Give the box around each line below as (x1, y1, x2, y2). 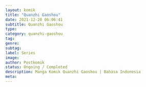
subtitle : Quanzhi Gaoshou (5, 21, 63, 27)
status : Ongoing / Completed (5, 64, 68, 70)
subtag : (5, 46, 22, 51)
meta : (5, 74, 17, 79)
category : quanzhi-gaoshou (5, 31, 63, 36)
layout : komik (5, 7, 36, 13)
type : (5, 27, 17, 32)
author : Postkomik (5, 60, 45, 65)
